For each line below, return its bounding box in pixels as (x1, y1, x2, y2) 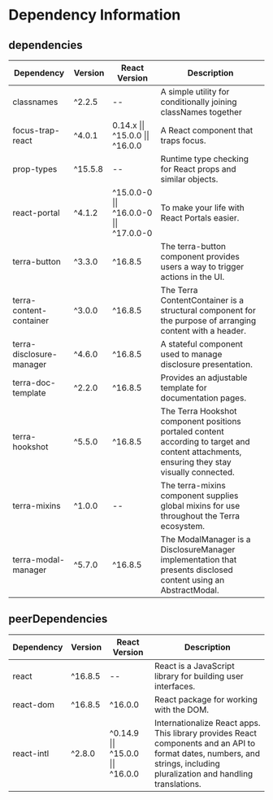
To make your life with (160, 202, 245, 213)
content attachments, (160, 446, 242, 457)
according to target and (160, 436, 250, 447)
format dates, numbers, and (154, 747, 260, 758)
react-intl (12, 747, 50, 758)
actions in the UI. (160, 271, 225, 282)
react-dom (12, 698, 55, 710)
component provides (160, 251, 240, 262)
